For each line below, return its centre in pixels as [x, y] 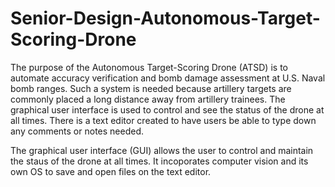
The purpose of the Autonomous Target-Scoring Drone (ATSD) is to [149, 67]
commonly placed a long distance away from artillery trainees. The [148, 99]
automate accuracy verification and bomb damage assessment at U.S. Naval [168, 78]
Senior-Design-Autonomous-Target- [165, 18]
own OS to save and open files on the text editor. [111, 171]
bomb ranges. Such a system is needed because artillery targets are [151, 88]
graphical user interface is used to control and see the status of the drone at [167, 109]
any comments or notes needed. [77, 131]
